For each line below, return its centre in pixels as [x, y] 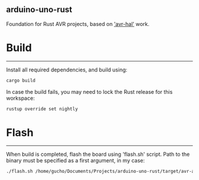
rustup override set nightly [42, 109]
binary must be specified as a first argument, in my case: [76, 161]
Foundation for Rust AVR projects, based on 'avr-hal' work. [78, 24]
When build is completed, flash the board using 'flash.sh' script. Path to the [98, 154]
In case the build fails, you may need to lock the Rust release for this [89, 91]
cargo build [21, 80]
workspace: [20, 98]
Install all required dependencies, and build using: [67, 70]
